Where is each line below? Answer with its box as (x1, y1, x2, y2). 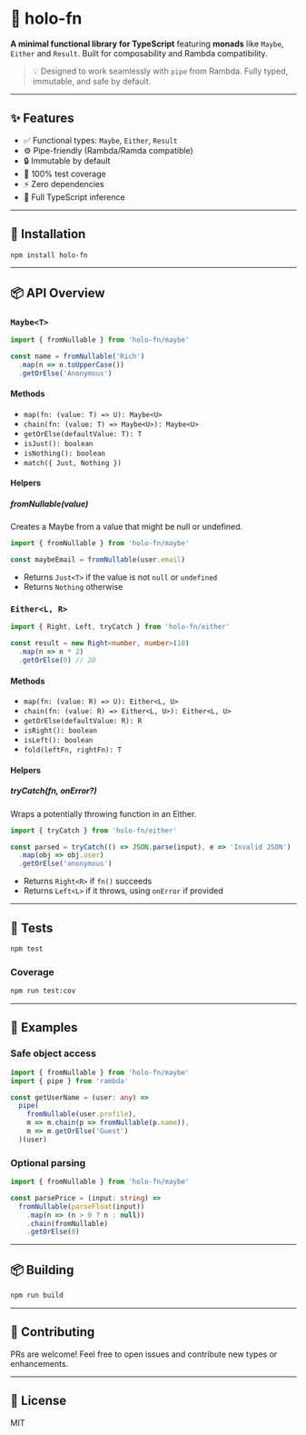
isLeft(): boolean (23, 736, 94, 745)
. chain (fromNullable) (26, 1219, 108, 1228)
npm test (10, 944, 44, 953)
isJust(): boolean (23, 439, 94, 448)
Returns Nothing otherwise (23, 582, 123, 593)
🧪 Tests (10, 920, 54, 935)
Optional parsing (10, 1156, 86, 1169)
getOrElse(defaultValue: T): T (23, 429, 143, 439)
